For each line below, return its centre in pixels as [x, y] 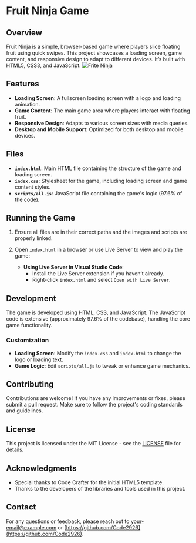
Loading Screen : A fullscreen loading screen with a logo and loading [97, 98]
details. [15, 450]
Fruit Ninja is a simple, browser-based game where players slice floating [93, 46]
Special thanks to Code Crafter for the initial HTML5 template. [89, 482]
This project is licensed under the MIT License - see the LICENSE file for [93, 444]
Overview [24, 33]
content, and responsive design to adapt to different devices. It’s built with [96, 59]
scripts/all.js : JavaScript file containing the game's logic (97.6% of [98, 193]
